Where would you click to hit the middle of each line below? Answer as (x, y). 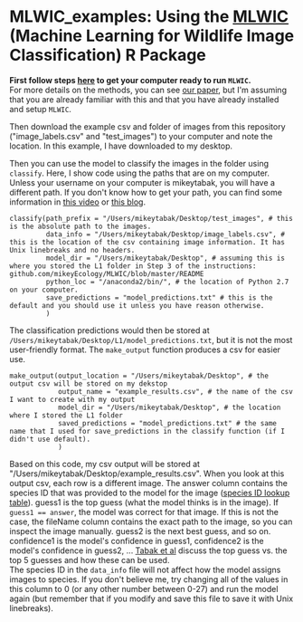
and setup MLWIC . (41, 109)
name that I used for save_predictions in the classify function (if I (147, 431)
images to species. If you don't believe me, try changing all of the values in (149, 579)
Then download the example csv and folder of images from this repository (148, 126)
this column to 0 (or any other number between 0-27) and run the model (144, 589)
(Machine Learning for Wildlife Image (152, 36)
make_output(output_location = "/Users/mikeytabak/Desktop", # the (139, 376)
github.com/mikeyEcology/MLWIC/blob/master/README (107, 273)
